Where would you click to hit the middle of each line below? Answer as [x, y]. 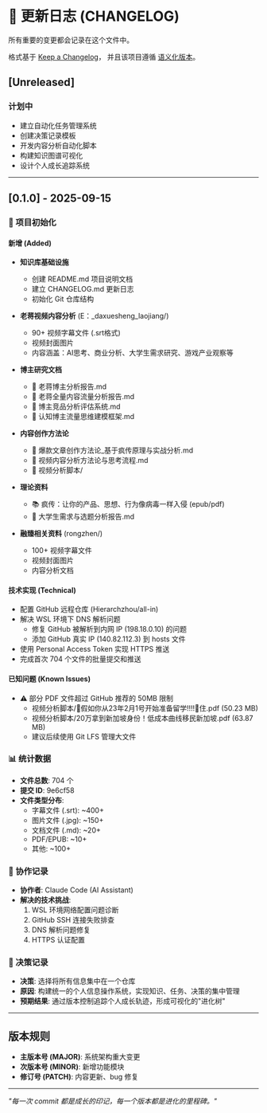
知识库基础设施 [44, 262]
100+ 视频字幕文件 [62, 551]
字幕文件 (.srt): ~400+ [68, 810]
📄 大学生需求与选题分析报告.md [83, 517]
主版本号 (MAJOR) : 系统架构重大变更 [80, 1057]
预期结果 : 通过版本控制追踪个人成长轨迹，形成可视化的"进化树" [122, 1001]
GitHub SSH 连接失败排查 [73, 920]
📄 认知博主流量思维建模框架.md [83, 417]
